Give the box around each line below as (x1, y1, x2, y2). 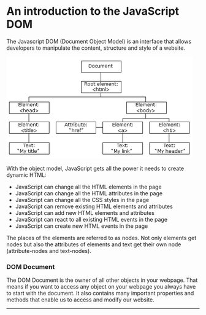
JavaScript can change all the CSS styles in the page (15, 196, 149, 203)
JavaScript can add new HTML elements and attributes (15, 209, 155, 216)
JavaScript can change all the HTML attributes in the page (15, 189, 163, 197)
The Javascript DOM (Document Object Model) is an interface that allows (6, 37, 192, 45)
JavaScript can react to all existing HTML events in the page (15, 216, 167, 223)
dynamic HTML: (6, 171, 47, 179)
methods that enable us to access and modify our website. (6, 296, 154, 303)
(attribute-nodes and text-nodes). (6, 247, 92, 254)
